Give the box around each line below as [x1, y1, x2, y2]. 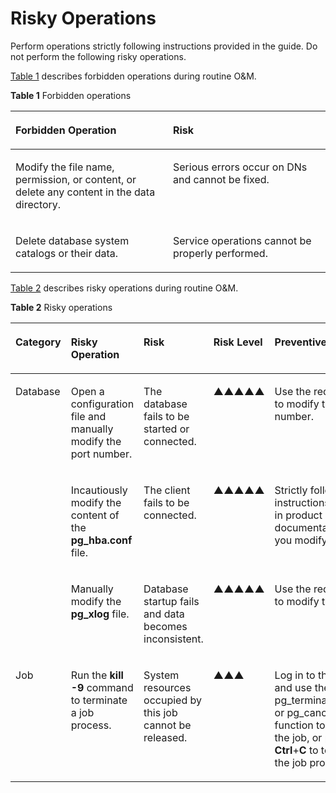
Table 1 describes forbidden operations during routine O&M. [10, 70, 257, 82]
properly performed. [173, 246, 268, 260]
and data [143, 607, 185, 621]
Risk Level [213, 335, 263, 349]
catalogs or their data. [15, 246, 119, 260]
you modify [274, 533, 328, 547]
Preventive [274, 335, 328, 349]
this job [143, 705, 178, 719]
